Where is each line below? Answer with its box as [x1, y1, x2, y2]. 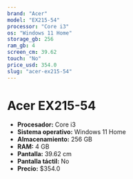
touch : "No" [7, 55, 41, 62]
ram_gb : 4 [7, 42, 36, 49]
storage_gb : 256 [7, 36, 54, 43]
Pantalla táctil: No [17, 157, 70, 166]
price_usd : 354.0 [7, 62, 57, 68]
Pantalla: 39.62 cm [17, 150, 72, 158]
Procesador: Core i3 [17, 120, 76, 129]
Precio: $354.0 [17, 164, 61, 173]
